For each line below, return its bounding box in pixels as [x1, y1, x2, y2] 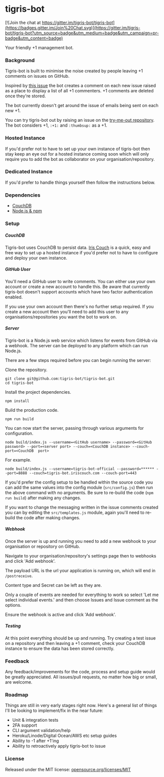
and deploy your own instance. [5, 255, 68, 261]
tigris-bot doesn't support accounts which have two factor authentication [5, 289, 153, 294]
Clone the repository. [5, 367, 47, 373]
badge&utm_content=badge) [5, 35, 63, 41]
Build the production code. [5, 407, 59, 413]
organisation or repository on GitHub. [5, 543, 80, 549]
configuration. [5, 430, 33, 436]
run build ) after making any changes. [5, 495, 82, 501]
